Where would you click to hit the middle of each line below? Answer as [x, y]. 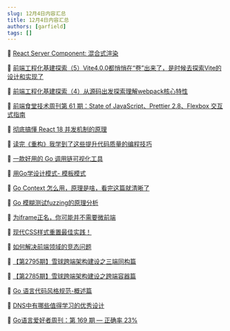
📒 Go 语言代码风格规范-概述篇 [50, 291]
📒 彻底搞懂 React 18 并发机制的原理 [57, 129]
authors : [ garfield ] [37, 26]
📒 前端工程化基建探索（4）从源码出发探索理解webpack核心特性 [98, 91]
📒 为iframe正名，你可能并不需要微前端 [61, 218]
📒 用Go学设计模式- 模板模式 [47, 173]
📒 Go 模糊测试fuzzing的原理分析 [53, 203]
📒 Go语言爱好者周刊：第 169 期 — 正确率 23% [73, 320]
